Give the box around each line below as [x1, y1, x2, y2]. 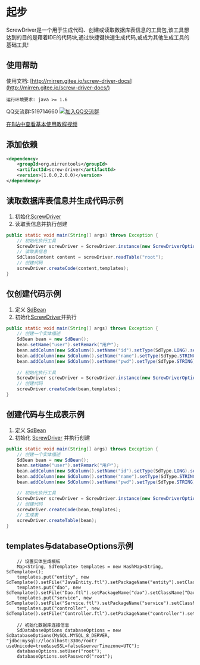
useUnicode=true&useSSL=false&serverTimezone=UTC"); [6, 643, 140, 649]
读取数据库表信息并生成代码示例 [6, 196, 124, 206]
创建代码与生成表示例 [6, 409, 85, 420]
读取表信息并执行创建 [14, 220, 67, 227]
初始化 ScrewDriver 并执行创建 [14, 434, 90, 441]
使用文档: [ [6, 77, 33, 84]
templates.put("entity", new [17, 574, 89, 580]
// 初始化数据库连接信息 [17, 622, 70, 628]
